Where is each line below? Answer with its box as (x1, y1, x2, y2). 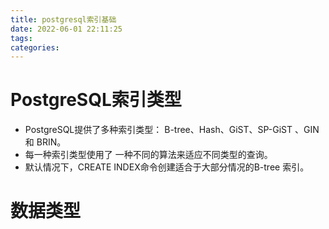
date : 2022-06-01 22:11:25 (10, 24, 123, 34)
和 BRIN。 (24, 136, 67, 148)
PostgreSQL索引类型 (10, 89, 182, 111)
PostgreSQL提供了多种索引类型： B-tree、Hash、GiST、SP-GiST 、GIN (24, 124, 320, 136)
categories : (10, 42, 60, 53)
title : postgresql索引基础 (10, 14, 117, 25)
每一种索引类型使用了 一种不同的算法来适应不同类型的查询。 (24, 149, 273, 161)
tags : (10, 33, 33, 43)
